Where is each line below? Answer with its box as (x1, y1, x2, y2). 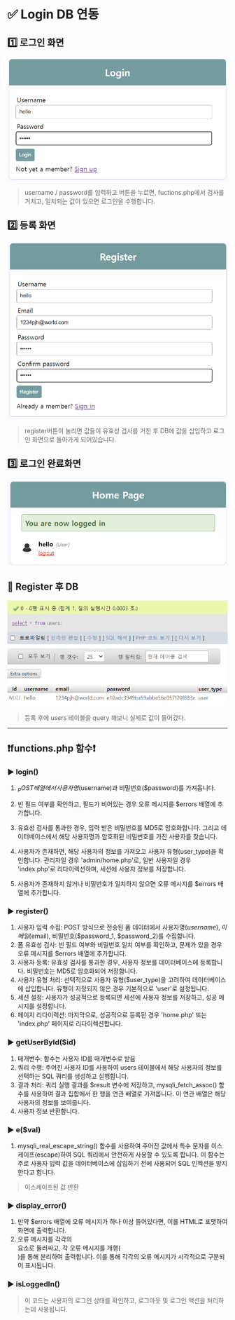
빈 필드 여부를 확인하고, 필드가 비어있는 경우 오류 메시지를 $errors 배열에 (17, 800, 216, 808)
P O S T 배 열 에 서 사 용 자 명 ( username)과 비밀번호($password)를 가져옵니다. (17, 784, 216, 794)
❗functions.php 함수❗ (7, 742, 96, 754)
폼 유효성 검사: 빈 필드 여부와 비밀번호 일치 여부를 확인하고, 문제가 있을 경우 (17, 941, 222, 949)
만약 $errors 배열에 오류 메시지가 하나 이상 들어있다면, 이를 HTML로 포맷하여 (17, 1218, 228, 1226)
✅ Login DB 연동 (7, 6, 99, 22)
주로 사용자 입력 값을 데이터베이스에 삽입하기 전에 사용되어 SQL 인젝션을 (17, 1159, 215, 1168)
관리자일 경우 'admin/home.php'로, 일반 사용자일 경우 (43, 856, 192, 864)
